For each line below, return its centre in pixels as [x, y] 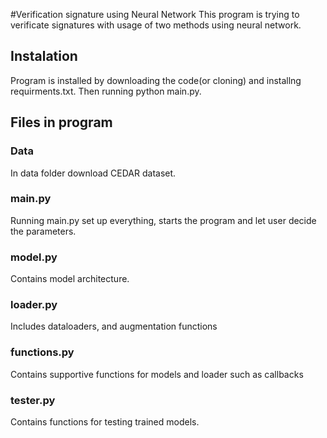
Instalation [44, 56]
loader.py [34, 305]
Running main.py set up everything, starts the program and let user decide [163, 220]
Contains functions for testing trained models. [105, 421]
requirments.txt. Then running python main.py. [106, 91]
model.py [34, 257]
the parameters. [43, 231]
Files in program [61, 122]
